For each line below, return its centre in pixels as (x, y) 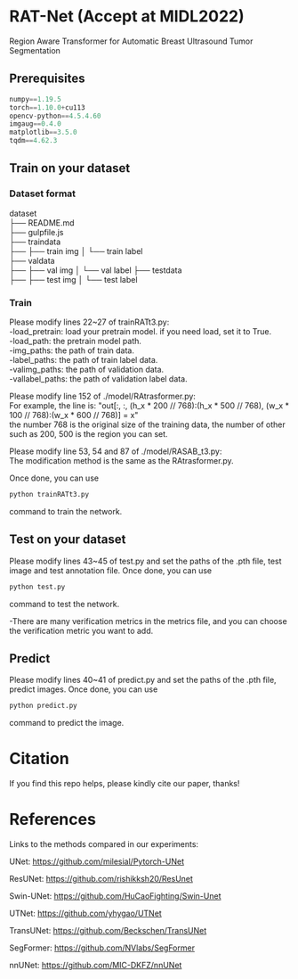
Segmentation (35, 50)
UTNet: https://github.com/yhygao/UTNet (85, 913)
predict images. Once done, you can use (84, 689)
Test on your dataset (68, 540)
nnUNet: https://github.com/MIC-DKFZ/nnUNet (96, 966)
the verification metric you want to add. (81, 630)
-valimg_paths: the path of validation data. (87, 369)
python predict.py (43, 706)
